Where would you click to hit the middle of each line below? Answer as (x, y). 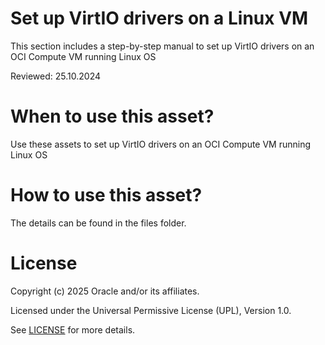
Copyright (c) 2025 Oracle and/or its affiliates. (105, 291)
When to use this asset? (112, 116)
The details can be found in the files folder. (98, 223)
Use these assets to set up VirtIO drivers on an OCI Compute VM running (161, 144)
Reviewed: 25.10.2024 (55, 76)
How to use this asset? (106, 195)
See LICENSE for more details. (73, 329)
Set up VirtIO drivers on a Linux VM (159, 18)
